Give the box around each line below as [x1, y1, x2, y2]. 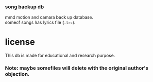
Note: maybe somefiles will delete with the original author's [5, 65, 149, 71]
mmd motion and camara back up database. [5, 15, 94, 20]
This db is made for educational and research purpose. [5, 52, 115, 59]
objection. [5, 71, 30, 78]
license [5, 36, 35, 48]
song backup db [5, 3, 44, 10]
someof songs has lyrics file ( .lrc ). [5, 19, 76, 25]
